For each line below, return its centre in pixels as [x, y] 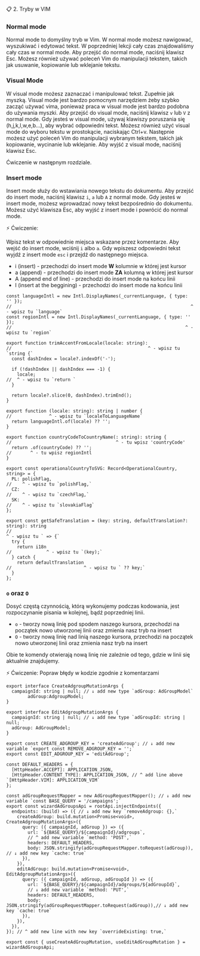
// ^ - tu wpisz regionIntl [49, 453]
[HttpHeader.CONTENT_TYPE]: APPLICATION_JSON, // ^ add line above [97, 775]
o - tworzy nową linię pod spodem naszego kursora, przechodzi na [97, 624]
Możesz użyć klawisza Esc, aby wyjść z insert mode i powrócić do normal [97, 210]
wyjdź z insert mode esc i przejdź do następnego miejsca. [77, 254]
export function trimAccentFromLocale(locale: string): [77, 343]
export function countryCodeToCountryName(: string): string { [87, 437]
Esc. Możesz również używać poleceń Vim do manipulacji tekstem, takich [97, 59]
